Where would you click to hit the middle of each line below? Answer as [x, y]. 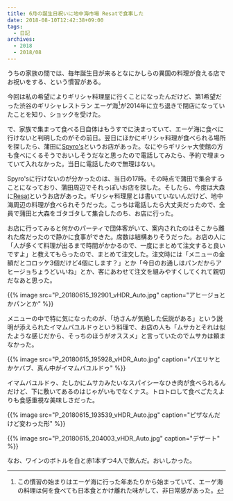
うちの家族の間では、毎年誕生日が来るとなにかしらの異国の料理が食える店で [116, 73]
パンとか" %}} [33, 304]
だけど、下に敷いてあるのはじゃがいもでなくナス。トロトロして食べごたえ [113, 391]
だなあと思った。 [32, 280]
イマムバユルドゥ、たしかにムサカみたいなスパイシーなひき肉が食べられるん [116, 382]
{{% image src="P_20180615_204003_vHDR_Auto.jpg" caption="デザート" [114, 438]
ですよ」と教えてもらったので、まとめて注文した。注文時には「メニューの [113, 254]
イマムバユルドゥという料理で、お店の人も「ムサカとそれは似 [138, 327]
